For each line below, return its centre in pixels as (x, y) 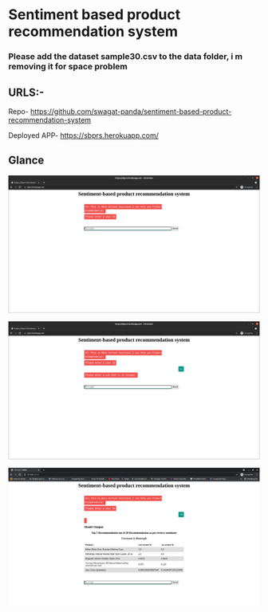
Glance (26, 161)
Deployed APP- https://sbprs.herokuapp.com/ (84, 135)
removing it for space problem (68, 67)
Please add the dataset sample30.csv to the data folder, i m (126, 57)
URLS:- (26, 92)
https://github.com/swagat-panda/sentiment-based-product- (131, 111)
